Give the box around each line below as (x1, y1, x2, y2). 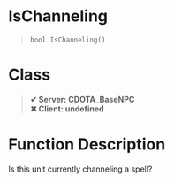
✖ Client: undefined (29, 103, 104, 114)
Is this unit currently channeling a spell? (8, 164, 153, 174)
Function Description (8, 134, 166, 155)
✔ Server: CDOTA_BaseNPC (29, 94, 135, 104)
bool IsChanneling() (29, 35, 106, 44)
